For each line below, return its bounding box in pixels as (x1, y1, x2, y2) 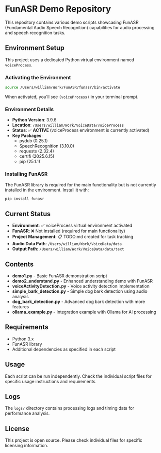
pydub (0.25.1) (19, 138, 48, 144)
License (5, 424, 30, 433)
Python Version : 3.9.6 (12, 117, 57, 123)
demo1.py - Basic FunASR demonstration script (12, 273, 108, 279)
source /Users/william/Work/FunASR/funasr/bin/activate (5, 85, 120, 90)
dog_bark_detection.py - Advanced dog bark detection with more (12, 299, 145, 304)
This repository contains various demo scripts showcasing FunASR (5, 19, 139, 25)
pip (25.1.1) (19, 159, 40, 165)
